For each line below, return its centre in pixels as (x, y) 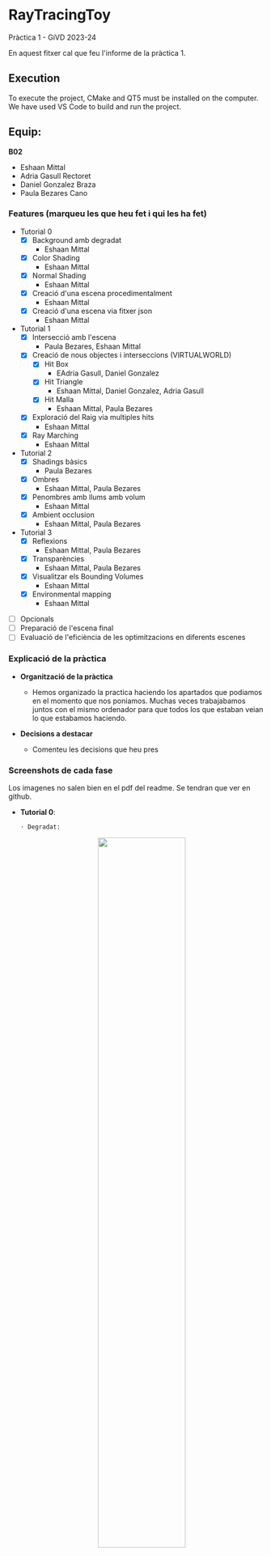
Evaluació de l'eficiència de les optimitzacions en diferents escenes (133, 638)
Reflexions (50, 541)
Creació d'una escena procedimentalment (102, 294)
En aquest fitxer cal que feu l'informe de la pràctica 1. (97, 53)
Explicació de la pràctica (57, 659)
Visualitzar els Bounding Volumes (88, 576)
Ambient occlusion (63, 515)
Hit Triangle (64, 382)
